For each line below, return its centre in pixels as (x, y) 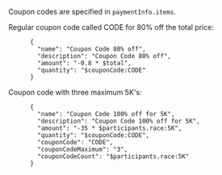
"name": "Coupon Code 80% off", (92, 49)
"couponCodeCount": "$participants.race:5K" (113, 156)
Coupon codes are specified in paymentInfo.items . (92, 12)
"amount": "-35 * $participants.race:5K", (110, 128)
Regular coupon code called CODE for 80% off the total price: (111, 27)
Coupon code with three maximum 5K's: (75, 92)
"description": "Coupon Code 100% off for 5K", (119, 121)
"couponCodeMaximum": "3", (83, 149)
